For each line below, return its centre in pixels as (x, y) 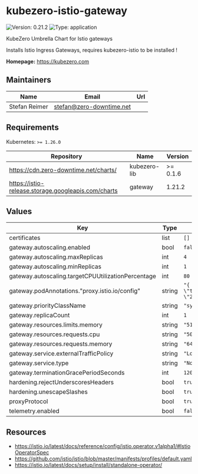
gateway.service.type (39, 363)
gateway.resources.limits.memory (56, 325)
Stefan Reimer (29, 106)
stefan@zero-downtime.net (93, 106)
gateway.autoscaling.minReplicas (55, 266)
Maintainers (29, 80)
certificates (25, 238)
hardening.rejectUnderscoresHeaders (62, 383)
